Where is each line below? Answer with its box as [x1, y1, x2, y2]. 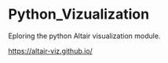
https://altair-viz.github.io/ [8, 46, 93, 55]
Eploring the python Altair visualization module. [8, 31, 161, 40]
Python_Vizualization [8, 5, 150, 23]
